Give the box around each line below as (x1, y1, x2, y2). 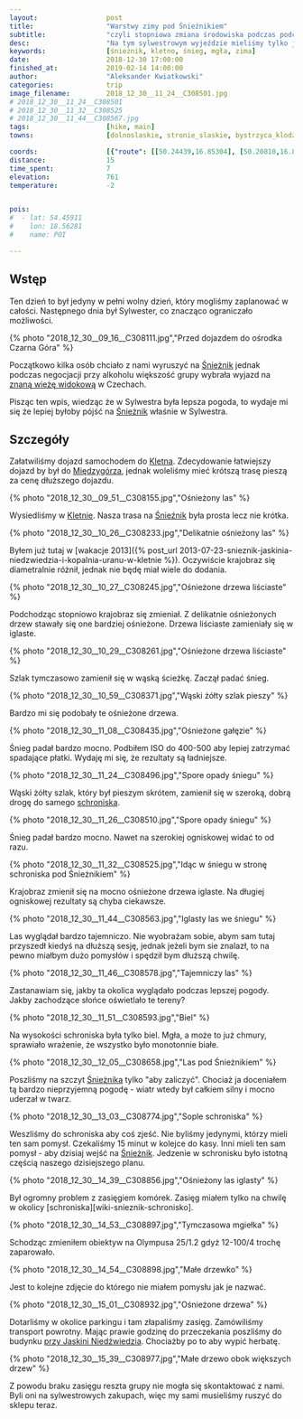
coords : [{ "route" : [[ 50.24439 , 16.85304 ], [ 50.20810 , (9, 147, 280, 156)
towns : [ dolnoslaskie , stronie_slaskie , (9, 131, 232, 140)
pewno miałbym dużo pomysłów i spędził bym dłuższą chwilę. (9, 950, 241, 961)
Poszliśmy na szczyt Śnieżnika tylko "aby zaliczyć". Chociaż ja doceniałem (9, 1075, 287, 1085)
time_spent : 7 (9, 164, 111, 173)
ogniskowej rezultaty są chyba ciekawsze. (9, 896, 167, 907)
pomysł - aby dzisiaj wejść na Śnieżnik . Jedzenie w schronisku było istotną (9, 1148, 289, 1159)
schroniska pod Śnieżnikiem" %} (9, 869, 131, 879)
